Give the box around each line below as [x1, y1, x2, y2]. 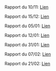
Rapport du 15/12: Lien [4, 14, 50, 19]
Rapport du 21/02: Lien [4, 61, 51, 66]
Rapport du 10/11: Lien [4, 4, 49, 10]
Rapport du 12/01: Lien [4, 33, 50, 38]
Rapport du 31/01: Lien [4, 42, 50, 48]
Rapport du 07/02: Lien [4, 51, 51, 57]
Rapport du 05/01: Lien [4, 23, 51, 29]
